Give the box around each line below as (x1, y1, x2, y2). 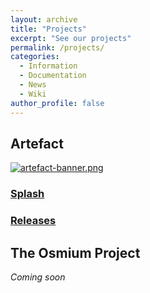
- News (19, 80, 47, 90)
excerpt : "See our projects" (10, 33, 132, 43)
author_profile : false (10, 98, 105, 108)
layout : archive (10, 14, 78, 25)
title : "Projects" (10, 24, 87, 34)
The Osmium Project (10, 244, 141, 261)
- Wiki (19, 89, 47, 99)
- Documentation (19, 71, 87, 81)
